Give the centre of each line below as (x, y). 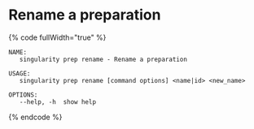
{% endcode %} (35, 117)
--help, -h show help (57, 102)
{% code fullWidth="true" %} (57, 37)
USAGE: (20, 73)
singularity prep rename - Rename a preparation (103, 59)
